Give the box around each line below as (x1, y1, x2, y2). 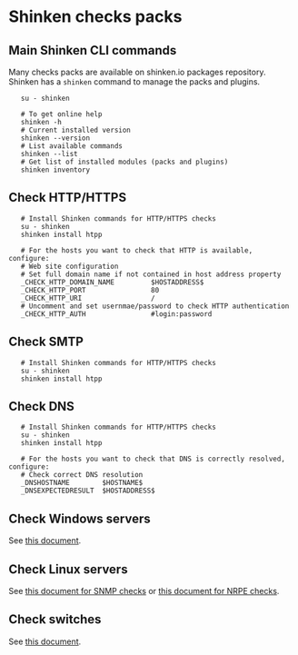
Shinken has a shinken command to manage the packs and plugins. (8, 76, 261, 87)
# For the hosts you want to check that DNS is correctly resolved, (20, 454, 285, 464)
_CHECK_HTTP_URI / (20, 293, 155, 303)
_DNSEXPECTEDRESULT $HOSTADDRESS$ (20, 486, 155, 496)
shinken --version (20, 134, 91, 143)
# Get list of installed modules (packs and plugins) (20, 157, 229, 166)
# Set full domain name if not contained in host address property (20, 270, 282, 279)
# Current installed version (20, 125, 131, 134)
